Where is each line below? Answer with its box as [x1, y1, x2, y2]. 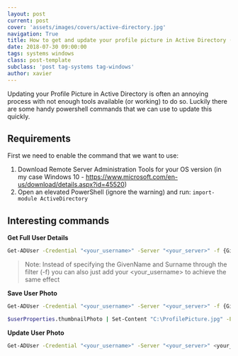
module [17, 195, 38, 203]
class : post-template [7, 57, 72, 64]
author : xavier [7, 70, 52, 77]
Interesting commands [7, 215, 110, 227]
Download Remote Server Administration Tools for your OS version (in [17, 165, 222, 174]
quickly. [7, 112, 30, 121]
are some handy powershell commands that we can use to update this [7, 104, 212, 113]
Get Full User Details [7, 234, 69, 242]
